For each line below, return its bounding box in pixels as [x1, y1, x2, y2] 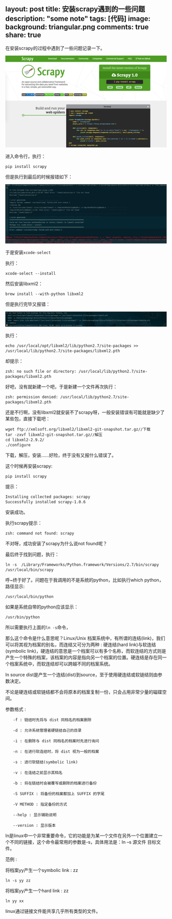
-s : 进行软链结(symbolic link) [12, 759, 78, 764]
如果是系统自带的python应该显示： [5, 604, 78, 610]
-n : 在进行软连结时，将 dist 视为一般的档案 [12, 749, 99, 754]
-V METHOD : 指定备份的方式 [12, 802, 68, 807]
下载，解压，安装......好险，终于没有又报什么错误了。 [5, 452, 117, 458]
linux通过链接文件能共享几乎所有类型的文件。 [5, 908, 101, 914]
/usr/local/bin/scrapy [5, 567, 54, 572]
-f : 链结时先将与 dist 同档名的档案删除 [12, 717, 92, 722]
